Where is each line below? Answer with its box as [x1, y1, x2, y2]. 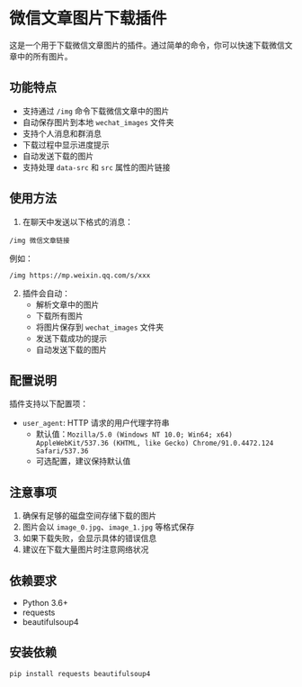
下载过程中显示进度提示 [22, 139, 110, 149]
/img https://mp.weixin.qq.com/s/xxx [9, 271, 151, 280]
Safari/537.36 [35, 447, 89, 456]
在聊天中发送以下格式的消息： [22, 216, 133, 227]
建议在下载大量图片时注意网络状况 [22, 544, 149, 555]
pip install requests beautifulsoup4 [9, 669, 151, 678]
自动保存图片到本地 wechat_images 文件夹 [22, 116, 174, 127]
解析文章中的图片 [35, 299, 100, 310]
